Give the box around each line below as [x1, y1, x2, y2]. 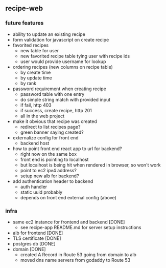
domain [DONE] [12, 246, 46, 252]
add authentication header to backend [12, 178, 93, 184]
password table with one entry [20, 91, 85, 97]
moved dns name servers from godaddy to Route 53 [20, 257, 131, 263]
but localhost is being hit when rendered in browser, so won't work [20, 161, 161, 168]
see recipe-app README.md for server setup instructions [20, 224, 141, 230]
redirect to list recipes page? [20, 123, 81, 130]
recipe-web [5, 4, 43, 13]
